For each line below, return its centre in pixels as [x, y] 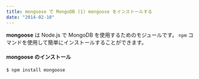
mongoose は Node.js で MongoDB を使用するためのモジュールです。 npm [97, 35]
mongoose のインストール [39, 57]
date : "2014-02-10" [30, 17]
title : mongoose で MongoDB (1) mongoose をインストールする [79, 12]
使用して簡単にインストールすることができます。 [87, 42]
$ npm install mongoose [36, 70]
